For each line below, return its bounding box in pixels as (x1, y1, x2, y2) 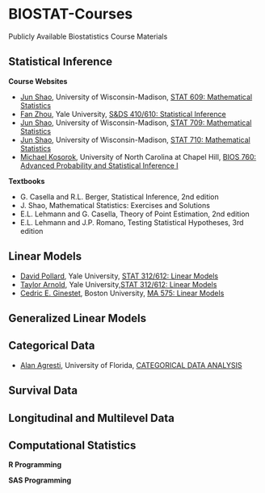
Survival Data (8, 384, 78, 398)
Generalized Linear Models (8, 311, 147, 325)
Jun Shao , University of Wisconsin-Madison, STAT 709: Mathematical (19, 118, 252, 127)
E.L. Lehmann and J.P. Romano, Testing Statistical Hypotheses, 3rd (19, 217, 244, 227)
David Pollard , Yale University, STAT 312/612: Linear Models (19, 271, 219, 281)
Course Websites (8, 76, 68, 86)
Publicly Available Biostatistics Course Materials (8, 31, 168, 41)
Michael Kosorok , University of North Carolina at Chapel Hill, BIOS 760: (19, 152, 257, 161)
